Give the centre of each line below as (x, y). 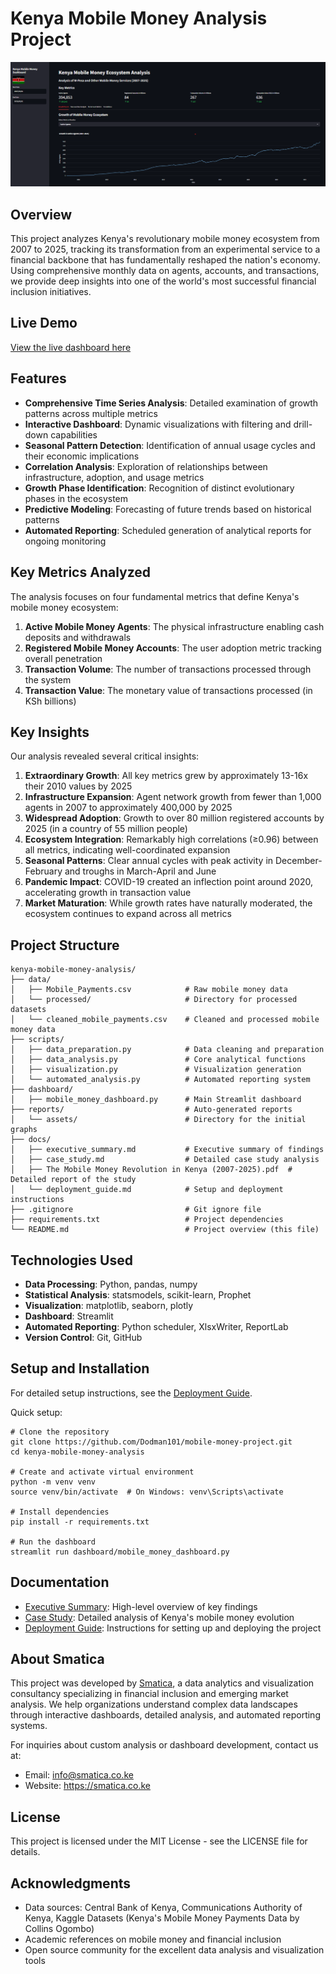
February (43, 871)
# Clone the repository (60, 1432)
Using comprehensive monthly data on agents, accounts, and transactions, (165, 271)
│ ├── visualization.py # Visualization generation (156, 1070)
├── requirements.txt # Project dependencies (147, 1220)
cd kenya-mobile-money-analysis (77, 1452)
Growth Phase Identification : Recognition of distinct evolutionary (159, 488)
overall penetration (63, 658)
